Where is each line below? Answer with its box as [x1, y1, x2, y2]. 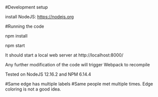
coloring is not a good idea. [5, 86, 61, 92]
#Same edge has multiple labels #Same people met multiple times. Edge [5, 81, 153, 87]
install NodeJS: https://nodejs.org [5, 14, 74, 19]
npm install [5, 33, 28, 39]
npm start [5, 43, 25, 48]
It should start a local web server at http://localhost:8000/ [5, 52, 123, 58]
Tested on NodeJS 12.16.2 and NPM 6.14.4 [5, 71, 91, 77]
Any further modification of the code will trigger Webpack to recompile [5, 62, 150, 67]
